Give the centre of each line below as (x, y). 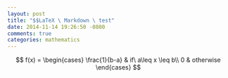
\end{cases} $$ (118, 67)
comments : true (30, 33)
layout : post (26, 14)
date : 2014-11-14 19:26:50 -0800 (56, 27)
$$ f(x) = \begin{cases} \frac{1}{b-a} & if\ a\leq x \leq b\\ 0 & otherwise (118, 60)
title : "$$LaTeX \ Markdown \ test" (61, 20)
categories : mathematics (44, 40)
